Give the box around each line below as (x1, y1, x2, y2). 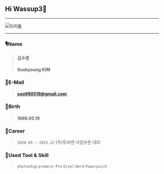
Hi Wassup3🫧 (5, 5, 47, 13)
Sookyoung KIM (17, 67, 50, 73)
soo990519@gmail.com (17, 91, 67, 97)
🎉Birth (5, 103, 20, 110)
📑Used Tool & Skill (5, 152, 49, 159)
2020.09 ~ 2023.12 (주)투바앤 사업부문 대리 (17, 139, 101, 145)
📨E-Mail (5, 79, 24, 86)
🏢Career (5, 127, 25, 134)
